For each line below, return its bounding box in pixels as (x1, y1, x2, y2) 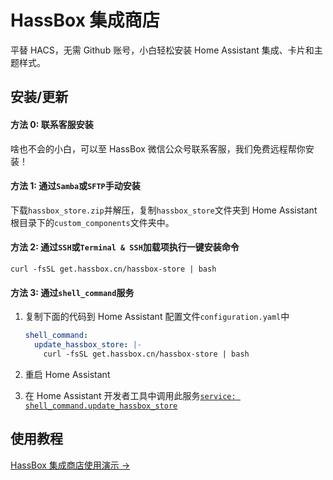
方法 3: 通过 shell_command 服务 (10, 286, 135, 298)
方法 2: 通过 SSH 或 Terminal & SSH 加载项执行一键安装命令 (10, 241, 240, 253)
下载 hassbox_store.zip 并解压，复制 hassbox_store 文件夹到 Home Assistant (10, 204, 318, 216)
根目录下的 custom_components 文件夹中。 (10, 216, 175, 228)
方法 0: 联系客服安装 (10, 118, 94, 130)
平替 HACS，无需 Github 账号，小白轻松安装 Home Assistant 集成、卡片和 (10, 44, 315, 56)
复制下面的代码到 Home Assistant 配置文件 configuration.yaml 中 (24, 311, 290, 323)
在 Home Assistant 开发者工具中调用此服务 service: (24, 389, 237, 401)
